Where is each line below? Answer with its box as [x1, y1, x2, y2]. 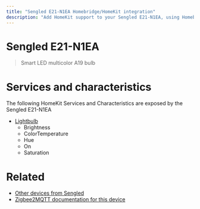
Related [6, 170, 45, 183]
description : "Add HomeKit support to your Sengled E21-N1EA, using [6, 14, 180, 20]
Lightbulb [14, 118, 39, 125]
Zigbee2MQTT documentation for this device [14, 196, 126, 203]
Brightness [23, 124, 51, 131]
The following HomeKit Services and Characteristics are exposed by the [6, 100, 183, 107]
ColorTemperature [23, 130, 68, 137]
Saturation [23, 149, 49, 156]
